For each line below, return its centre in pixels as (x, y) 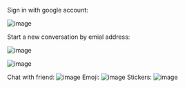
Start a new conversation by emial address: (69, 37)
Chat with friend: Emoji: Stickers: (79, 77)
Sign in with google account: (48, 10)
